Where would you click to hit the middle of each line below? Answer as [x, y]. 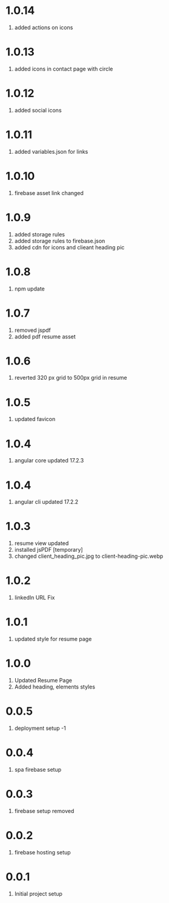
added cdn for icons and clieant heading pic [69, 247]
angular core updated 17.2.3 [49, 461]
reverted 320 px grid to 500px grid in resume [71, 378]
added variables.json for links [51, 151]
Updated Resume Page [43, 680]
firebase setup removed [44, 811]
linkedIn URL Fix [35, 598]
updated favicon [35, 419]
